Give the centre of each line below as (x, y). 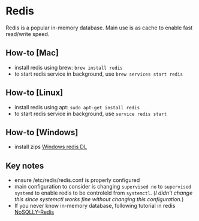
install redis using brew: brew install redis (69, 67)
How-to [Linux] (34, 93)
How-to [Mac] (32, 53)
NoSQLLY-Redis (34, 212)
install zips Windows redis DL (51, 147)
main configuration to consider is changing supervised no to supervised (102, 187)
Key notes (25, 165)
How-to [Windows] (42, 132)
